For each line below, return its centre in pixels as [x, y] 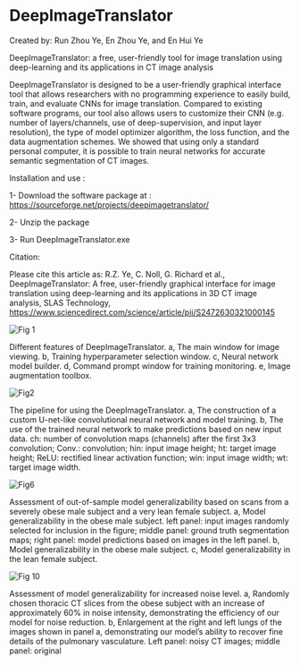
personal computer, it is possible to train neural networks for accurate [137, 151]
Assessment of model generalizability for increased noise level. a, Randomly [150, 593]
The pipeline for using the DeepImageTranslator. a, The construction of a [143, 410]
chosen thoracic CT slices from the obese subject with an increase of [137, 603]
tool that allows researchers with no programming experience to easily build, [150, 94]
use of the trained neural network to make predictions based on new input [146, 429]
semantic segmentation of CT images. [79, 160]
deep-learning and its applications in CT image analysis [112, 67]
